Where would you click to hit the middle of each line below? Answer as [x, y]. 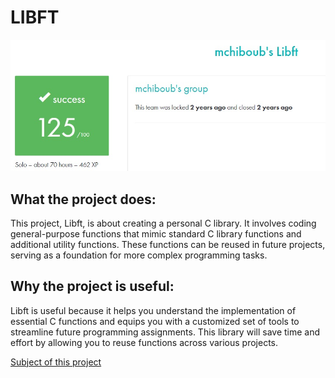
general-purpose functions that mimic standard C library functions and [156, 234]
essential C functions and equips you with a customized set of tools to [155, 321]
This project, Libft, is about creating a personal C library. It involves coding [163, 223]
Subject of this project [56, 362]
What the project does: [83, 199]
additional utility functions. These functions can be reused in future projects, [168, 244]
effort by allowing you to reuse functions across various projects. [144, 342]
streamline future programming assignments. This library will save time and [165, 332]
